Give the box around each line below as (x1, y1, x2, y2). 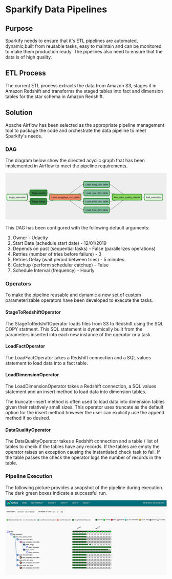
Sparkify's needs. (5, 132, 42, 139)
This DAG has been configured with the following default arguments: (5, 225, 150, 231)
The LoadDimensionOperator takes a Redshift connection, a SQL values (5, 383, 157, 390)
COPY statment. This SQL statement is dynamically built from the (5, 326, 143, 332)
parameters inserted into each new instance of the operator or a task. (5, 331, 152, 337)
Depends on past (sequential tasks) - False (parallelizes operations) (12, 245, 156, 252)
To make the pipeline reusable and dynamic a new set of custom (5, 292, 142, 298)
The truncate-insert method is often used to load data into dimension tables (5, 399, 165, 405)
